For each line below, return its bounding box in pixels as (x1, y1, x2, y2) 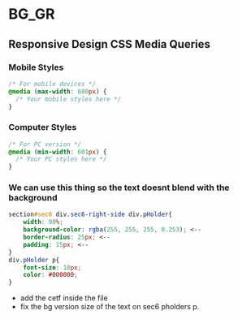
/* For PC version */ (8, 140, 82, 149)
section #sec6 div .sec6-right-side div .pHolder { (8, 210, 173, 219)
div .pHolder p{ (8, 256, 60, 264)
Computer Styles (8, 122, 77, 133)
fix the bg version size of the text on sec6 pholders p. (19, 302, 200, 312)
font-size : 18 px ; (23, 263, 82, 272)
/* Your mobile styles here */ (15, 95, 122, 103)
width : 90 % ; (23, 218, 63, 226)
